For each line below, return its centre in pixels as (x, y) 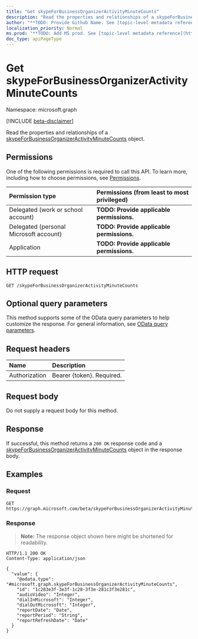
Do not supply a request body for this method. (62, 410)
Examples (24, 475)
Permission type (33, 196)
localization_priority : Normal (44, 28)
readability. (34, 542)
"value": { (25, 574)
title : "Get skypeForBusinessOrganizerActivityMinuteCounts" (83, 12)
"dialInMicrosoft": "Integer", (55, 599)
